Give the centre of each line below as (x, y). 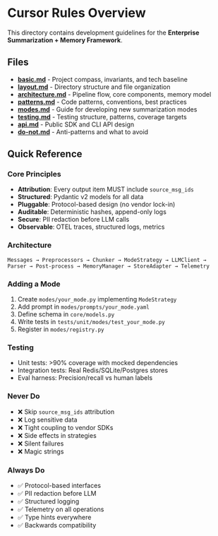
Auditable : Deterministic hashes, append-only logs (92, 212)
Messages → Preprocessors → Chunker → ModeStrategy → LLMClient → (107, 260)
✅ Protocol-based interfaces (59, 485)
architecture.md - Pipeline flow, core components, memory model (114, 94)
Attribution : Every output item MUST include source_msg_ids (105, 189)
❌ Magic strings (41, 451)
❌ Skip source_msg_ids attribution (66, 412)
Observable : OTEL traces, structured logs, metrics (91, 227)
